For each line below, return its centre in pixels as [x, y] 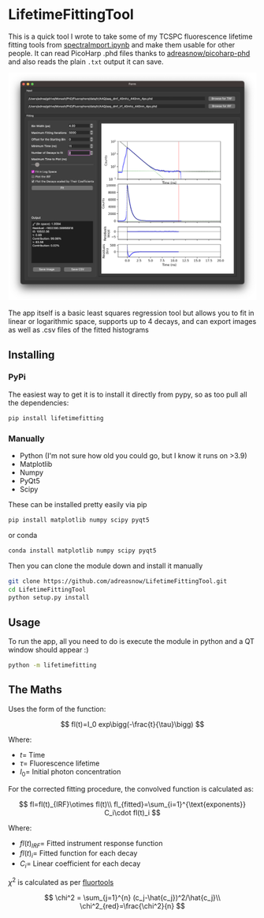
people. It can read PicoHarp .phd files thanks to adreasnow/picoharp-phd [129, 53]
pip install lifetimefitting [56, 418]
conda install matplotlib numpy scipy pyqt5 [82, 551]
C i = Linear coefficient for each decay [80, 865]
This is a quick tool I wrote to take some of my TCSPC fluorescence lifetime [130, 36]
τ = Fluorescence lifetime [59, 763]
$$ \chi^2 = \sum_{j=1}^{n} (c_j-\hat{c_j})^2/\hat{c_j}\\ [132, 897]
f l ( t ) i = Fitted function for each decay [78, 854]
